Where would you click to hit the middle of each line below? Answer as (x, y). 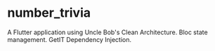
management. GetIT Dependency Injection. (70, 39)
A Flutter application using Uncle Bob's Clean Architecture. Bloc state (108, 32)
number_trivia (49, 13)
